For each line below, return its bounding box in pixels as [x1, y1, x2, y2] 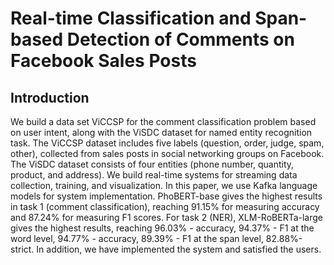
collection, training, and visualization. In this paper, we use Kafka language [10, 180, 318, 191]
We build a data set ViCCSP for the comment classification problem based [10, 116, 317, 127]
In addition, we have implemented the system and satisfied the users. [36, 243, 322, 255]
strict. [10, 243, 35, 255]
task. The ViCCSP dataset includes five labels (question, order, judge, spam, [10, 137, 325, 149]
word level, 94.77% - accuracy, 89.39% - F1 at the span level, [10, 233, 264, 244]
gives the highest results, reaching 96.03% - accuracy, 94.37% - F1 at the [10, 222, 315, 234]
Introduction [10, 89, 90, 106]
